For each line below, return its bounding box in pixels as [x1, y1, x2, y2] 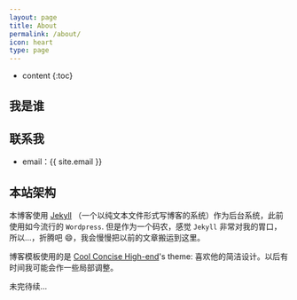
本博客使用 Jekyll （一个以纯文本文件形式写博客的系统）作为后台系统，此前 [9, 210, 284, 221]
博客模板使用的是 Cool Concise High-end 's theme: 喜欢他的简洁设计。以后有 [9, 251, 289, 262]
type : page [9, 46, 50, 55]
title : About [9, 21, 58, 30]
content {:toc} [21, 70, 74, 81]
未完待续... [9, 281, 48, 292]
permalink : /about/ [9, 29, 82, 38]
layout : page [9, 12, 58, 22]
